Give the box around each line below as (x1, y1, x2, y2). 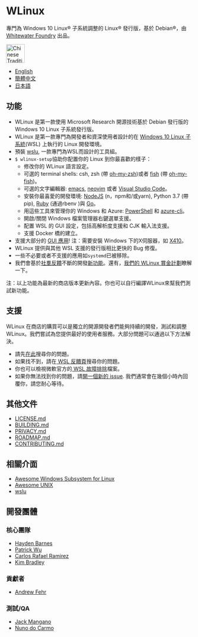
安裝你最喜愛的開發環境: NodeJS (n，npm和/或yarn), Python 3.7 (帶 (23, 192, 189, 200)
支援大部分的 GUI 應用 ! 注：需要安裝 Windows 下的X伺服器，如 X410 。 (14, 236, 187, 244)
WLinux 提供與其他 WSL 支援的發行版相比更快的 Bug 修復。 (14, 244, 161, 251)
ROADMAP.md (14, 434, 50, 441)
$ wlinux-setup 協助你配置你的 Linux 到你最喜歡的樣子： (14, 155, 152, 162)
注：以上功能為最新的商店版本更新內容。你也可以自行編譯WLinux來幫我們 (6, 279, 186, 286)
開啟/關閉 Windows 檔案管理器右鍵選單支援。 (23, 215, 135, 222)
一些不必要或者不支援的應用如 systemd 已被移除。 (14, 251, 132, 259)
